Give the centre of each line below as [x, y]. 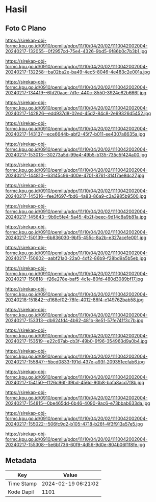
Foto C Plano [26, 28]
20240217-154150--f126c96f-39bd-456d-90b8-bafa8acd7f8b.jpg [75, 382]
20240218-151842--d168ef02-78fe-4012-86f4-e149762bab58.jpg [74, 300]
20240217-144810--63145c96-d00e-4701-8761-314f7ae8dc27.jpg [75, 175]
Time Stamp [22, 484]
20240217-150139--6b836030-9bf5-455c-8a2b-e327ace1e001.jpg [76, 237]
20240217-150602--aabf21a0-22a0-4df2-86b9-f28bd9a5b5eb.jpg [76, 258]
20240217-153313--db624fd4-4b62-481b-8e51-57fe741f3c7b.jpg [74, 320]
